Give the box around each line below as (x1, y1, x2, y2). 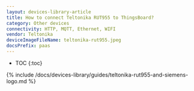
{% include (6, 71, 34, 78)
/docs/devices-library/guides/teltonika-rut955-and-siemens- (35, 71, 189, 78)
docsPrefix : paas (6, 43, 51, 49)
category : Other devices (6, 20, 70, 26)
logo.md (6, 77, 27, 85)
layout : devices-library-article (6, 8, 92, 15)
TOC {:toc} (15, 59, 43, 67)
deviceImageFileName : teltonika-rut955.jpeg (6, 37, 121, 43)
